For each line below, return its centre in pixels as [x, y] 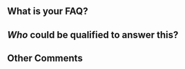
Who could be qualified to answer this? [93, 35]
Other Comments [45, 58]
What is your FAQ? [48, 11]
